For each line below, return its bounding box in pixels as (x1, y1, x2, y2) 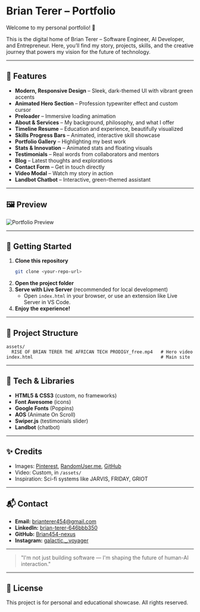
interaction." (20, 560, 51, 567)
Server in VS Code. (23, 299, 71, 306)
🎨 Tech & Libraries (6, 376, 74, 386)
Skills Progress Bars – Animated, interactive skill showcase (14, 131, 161, 139)
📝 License (6, 583, 43, 593)
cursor (14, 106, 32, 113)
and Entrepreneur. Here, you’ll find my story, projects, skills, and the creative (6, 42, 194, 49)
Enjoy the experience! (14, 305, 70, 312)
